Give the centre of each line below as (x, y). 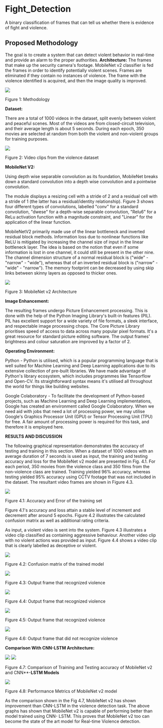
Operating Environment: (30, 351)
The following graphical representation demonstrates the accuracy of (75, 446)
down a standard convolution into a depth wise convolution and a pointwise (81, 181)
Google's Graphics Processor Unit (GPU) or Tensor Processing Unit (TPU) (79, 416)
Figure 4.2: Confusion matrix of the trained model (54, 564)
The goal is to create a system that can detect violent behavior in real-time (80, 55)
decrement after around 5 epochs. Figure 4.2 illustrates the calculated (75, 515)
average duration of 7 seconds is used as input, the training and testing (76, 456)
